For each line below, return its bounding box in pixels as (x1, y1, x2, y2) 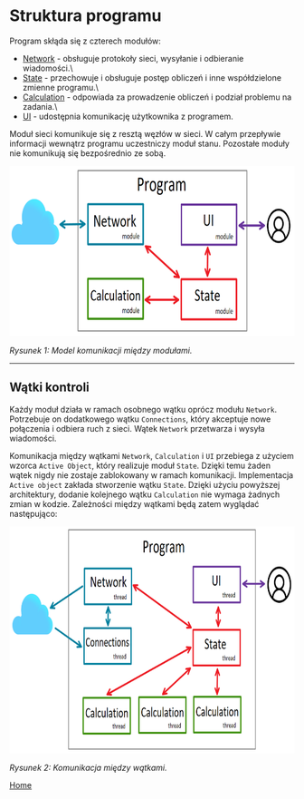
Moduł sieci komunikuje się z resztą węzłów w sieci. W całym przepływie (9, 128, 281, 139)
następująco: (9, 508, 58, 519)
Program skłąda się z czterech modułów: (9, 35, 161, 46)
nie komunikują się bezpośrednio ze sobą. (9, 147, 166, 159)
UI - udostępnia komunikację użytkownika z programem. (22, 111, 233, 122)
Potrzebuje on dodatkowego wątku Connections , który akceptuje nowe (9, 414, 271, 424)
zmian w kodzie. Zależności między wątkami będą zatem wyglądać (9, 498, 260, 509)
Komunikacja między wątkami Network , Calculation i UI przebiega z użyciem (9, 450, 294, 461)
